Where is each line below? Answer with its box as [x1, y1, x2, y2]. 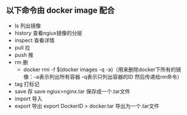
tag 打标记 [14, 81, 40, 88]
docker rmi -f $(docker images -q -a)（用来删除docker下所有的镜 [23, 66, 182, 73]
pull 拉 [14, 44, 30, 51]
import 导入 [14, 95, 43, 102]
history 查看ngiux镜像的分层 [14, 29, 83, 36]
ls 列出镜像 [14, 22, 41, 29]
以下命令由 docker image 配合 [6, 5, 115, 16]
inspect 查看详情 [14, 37, 55, 44]
